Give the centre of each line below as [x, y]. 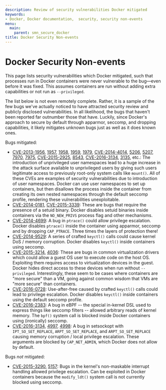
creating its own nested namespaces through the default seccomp [80, 194]
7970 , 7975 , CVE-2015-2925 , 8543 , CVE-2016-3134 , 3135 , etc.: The [81, 157]
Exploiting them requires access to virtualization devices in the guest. [83, 262]
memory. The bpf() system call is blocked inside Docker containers [81, 315]
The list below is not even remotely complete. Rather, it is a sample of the [80, 101]
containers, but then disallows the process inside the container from [82, 189]
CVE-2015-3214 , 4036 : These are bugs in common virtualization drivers [86, 252]
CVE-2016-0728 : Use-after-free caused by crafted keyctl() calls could [85, 289]
